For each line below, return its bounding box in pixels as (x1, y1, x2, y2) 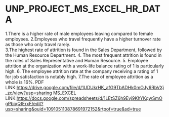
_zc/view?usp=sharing (5, 90, 52, 96)
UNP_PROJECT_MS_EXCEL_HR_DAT (5, 3, 161, 15)
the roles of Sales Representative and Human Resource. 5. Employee (5, 57, 148, 63)
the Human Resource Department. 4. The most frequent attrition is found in (5, 52, 162, 58)
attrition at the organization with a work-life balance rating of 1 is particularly (5, 63, 164, 69)
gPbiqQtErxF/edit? (5, 100, 44, 106)
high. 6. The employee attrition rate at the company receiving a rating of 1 (5, 68, 158, 74)
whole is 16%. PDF (5, 79, 44, 85)
